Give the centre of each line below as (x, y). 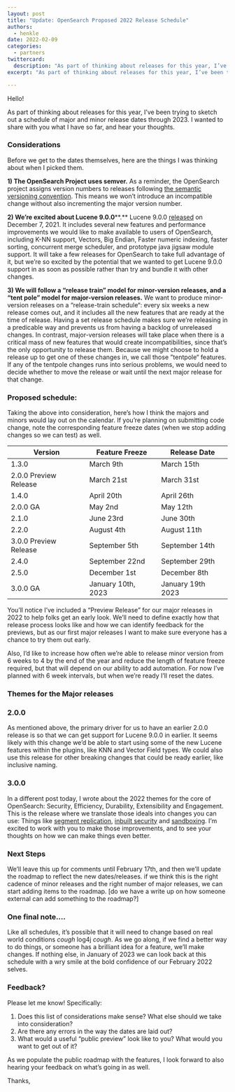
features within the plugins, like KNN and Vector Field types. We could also (115, 750)
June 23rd (106, 519)
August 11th (181, 530)
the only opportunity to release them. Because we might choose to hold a (113, 349)
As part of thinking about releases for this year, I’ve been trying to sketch (112, 112)
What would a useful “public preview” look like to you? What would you (120, 1038)
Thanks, (19, 1080)
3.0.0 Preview (34, 541)
